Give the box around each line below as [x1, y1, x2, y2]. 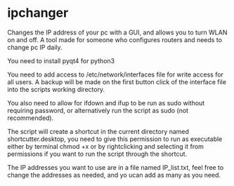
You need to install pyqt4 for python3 [7, 56, 115, 65]
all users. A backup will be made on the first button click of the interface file [7, 77, 227, 86]
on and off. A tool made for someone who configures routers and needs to [7, 35, 223, 44]
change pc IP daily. [7, 43, 63, 51]
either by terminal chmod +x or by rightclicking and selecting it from [7, 142, 204, 150]
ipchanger [7, 5, 69, 21]
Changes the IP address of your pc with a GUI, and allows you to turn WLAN [7, 28, 228, 36]
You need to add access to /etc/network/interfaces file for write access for [7, 70, 223, 79]
